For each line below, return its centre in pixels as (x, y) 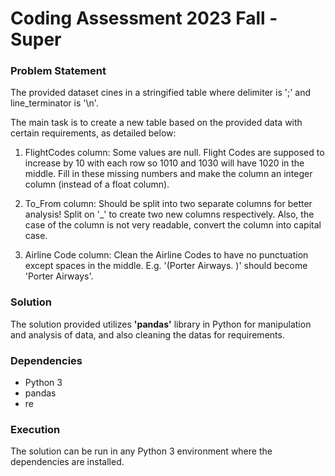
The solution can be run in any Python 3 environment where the (141, 451)
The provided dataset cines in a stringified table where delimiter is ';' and (161, 93)
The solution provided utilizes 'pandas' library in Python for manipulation (161, 324)
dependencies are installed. (67, 462)
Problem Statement (58, 71)
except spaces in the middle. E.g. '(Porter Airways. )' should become (166, 266)
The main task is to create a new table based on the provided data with (156, 123)
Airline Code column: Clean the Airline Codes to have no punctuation (166, 255)
